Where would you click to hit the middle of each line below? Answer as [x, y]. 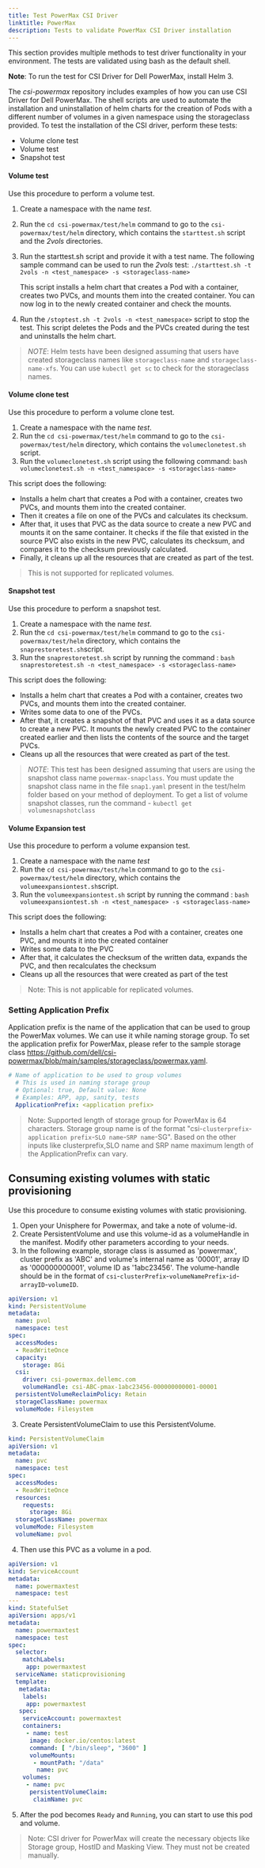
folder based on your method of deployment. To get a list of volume [138, 794]
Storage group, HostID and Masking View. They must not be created [139, 1847]
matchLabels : [44, 1660]
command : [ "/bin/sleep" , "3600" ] [88, 1748]
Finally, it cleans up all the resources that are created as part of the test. [137, 557]
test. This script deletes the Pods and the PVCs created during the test [134, 327]
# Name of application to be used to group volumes [95, 1076]
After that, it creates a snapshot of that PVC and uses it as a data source [137, 720]
